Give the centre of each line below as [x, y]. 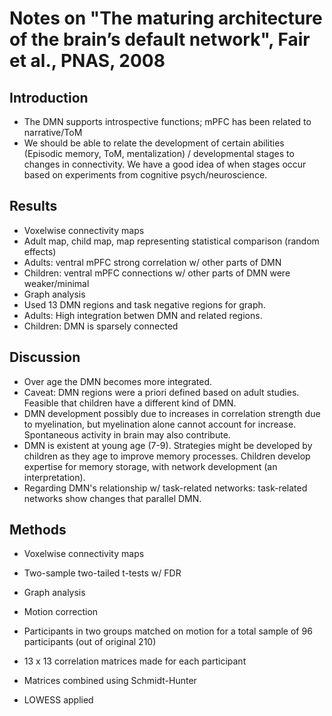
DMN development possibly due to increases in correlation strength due [172, 413]
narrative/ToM [53, 132]
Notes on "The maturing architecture [166, 18]
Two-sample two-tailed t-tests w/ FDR [102, 573]
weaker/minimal [56, 283]
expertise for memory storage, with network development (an [150, 466]
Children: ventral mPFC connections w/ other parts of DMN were [157, 273]
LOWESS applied [58, 700]
